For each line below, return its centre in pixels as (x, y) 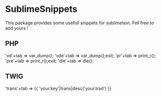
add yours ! (17, 28)
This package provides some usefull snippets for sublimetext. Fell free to (80, 23)
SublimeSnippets (41, 9)
